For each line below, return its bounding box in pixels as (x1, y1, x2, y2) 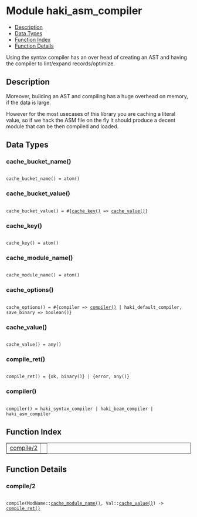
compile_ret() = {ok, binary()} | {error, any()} (6, 373, 130, 380)
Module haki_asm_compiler (6, 4, 142, 18)
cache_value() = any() (6, 341, 62, 348)
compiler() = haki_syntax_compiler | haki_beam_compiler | (6, 406, 154, 412)
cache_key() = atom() (6, 240, 59, 246)
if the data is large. (6, 99, 52, 106)
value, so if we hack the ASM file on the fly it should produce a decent (6, 116, 176, 124)
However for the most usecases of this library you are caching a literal (6, 110, 176, 117)
